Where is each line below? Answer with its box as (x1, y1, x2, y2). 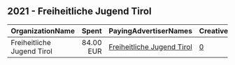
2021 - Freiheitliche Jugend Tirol (7, 6, 152, 17)
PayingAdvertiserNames (108, 26, 192, 35)
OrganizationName (10, 26, 76, 35)
